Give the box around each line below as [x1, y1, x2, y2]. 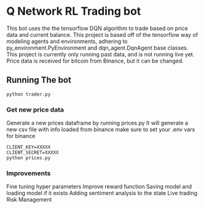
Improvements [6, 169, 51, 177]
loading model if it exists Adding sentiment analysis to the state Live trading [6, 189, 198, 197]
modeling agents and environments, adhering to [6, 37, 128, 45]
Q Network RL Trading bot [6, 4, 141, 18]
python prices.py [6, 155, 51, 161]
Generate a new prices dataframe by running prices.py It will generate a [6, 120, 189, 127]
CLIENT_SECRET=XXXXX [6, 150, 60, 156]
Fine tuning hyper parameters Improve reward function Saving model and [6, 183, 192, 191]
